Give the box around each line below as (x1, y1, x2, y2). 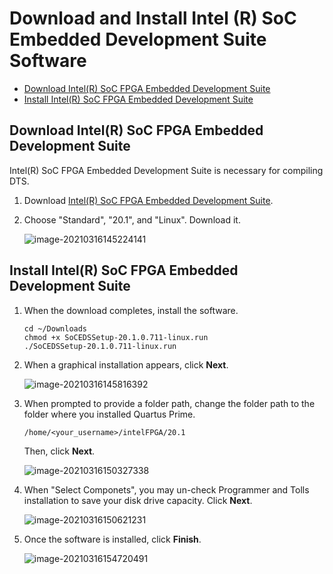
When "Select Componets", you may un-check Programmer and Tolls (23, 483, 310, 496)
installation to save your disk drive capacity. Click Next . (23, 494, 253, 506)
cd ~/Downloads (23, 323, 88, 334)
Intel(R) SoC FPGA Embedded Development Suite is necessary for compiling (9, 164, 324, 176)
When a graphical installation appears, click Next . (23, 358, 229, 371)
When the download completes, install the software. (23, 304, 239, 316)
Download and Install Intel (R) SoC (9, 7, 297, 30)
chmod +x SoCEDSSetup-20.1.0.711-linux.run (23, 332, 209, 342)
